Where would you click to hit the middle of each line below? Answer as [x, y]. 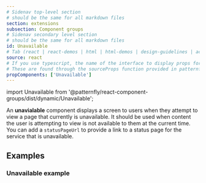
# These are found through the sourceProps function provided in [91, 69]
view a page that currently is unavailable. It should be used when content [99, 117]
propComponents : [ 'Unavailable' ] [49, 75]
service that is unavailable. [40, 136]
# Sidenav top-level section [44, 12]
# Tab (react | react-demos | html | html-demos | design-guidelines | [100, 52]
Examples [25, 156]
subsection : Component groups [45, 29]
